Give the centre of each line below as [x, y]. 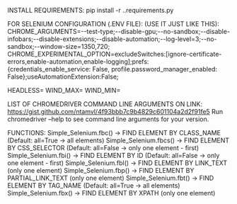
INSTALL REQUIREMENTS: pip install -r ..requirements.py [91, 10]
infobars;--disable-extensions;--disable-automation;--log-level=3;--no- [112, 39]
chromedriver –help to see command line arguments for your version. [108, 119]
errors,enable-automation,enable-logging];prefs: [78, 62]
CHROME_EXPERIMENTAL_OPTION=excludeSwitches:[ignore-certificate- [115, 54]
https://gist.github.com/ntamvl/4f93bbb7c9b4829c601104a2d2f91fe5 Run [115, 112]
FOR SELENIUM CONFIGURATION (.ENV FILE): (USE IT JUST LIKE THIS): [113, 24]
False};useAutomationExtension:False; [63, 76]
